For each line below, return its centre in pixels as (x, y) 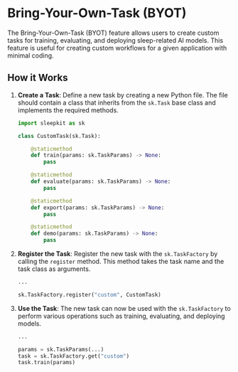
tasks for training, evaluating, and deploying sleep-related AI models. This (115, 40)
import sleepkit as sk (51, 123)
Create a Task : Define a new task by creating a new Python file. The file (123, 95)
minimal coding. (31, 55)
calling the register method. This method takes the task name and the (121, 261)
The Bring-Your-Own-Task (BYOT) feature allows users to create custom (113, 33)
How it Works (38, 78)
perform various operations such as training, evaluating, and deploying (121, 316)
